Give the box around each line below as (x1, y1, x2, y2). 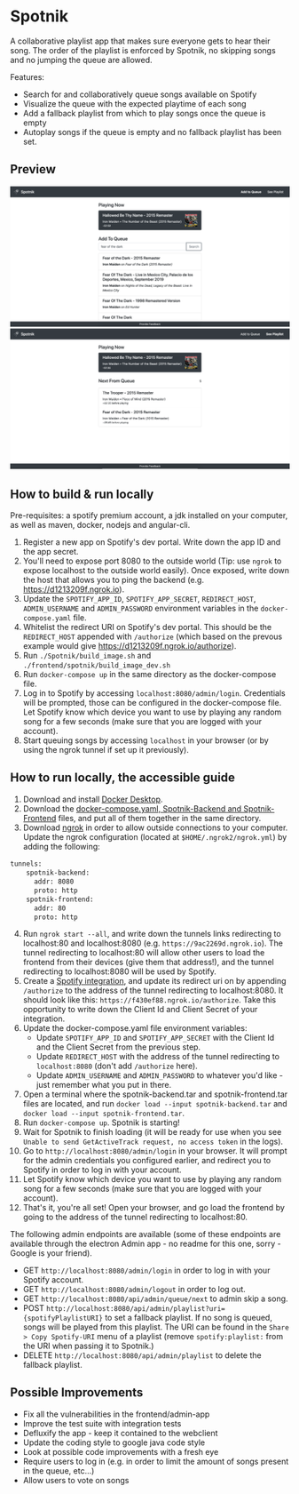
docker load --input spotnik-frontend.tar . (22, 1107, 185, 1118)
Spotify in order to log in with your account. (22, 1164, 182, 1175)
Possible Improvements (10, 1385, 144, 1401)
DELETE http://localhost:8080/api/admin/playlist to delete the (22, 1349, 262, 1361)
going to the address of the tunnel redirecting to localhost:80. (22, 1211, 248, 1222)
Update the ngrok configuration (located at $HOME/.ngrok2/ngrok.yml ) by (22, 831, 287, 842)
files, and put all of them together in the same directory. (58, 812, 262, 823)
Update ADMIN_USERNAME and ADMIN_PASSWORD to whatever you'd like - (35, 1069, 283, 1081)
